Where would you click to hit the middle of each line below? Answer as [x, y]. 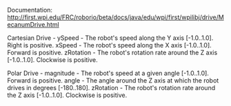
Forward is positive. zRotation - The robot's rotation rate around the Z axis [112, 52]
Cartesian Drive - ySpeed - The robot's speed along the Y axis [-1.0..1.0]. [110, 38]
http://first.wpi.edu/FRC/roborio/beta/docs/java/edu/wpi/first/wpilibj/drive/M [115, 17]
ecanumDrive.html [33, 24]
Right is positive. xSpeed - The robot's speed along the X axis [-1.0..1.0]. [109, 45]
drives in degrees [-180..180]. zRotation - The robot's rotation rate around [111, 88]
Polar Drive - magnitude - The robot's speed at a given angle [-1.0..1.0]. [108, 73]
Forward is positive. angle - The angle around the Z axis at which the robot [113, 81]
